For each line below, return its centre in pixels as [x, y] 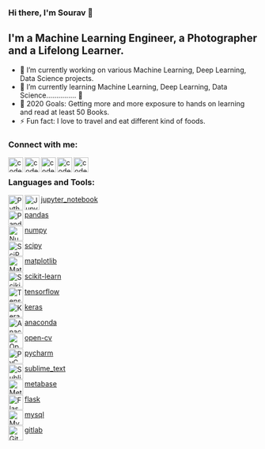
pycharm [39, 353]
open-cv [39, 338]
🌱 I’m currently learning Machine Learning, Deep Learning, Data [123, 86]
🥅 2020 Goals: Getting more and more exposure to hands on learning [132, 103]
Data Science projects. [57, 78]
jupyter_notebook [70, 200]
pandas [37, 215]
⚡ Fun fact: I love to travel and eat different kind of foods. [112, 121]
